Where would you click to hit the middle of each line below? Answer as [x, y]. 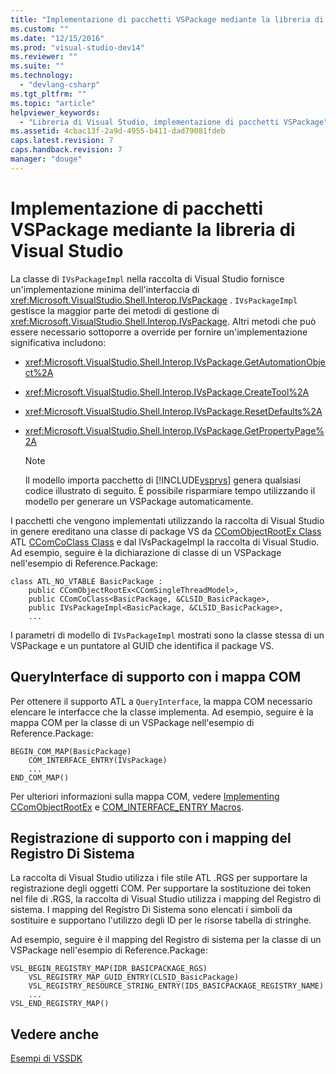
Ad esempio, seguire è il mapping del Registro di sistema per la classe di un [166, 940]
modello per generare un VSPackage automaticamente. [139, 501]
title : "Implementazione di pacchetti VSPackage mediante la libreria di [167, 19]
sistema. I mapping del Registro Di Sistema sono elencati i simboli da [151, 910]
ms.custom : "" [40, 29]
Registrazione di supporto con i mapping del [151, 837]
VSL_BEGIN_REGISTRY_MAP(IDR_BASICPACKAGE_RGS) [109, 969]
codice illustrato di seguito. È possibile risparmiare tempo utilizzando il [170, 490]
